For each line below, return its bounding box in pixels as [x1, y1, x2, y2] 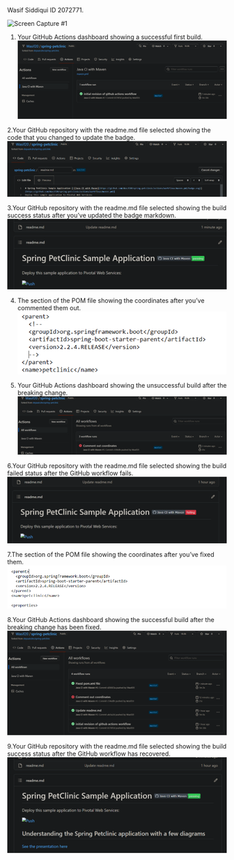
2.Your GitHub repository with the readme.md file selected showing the [7, 125, 211, 134]
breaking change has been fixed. [7, 623, 102, 632]
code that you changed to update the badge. [7, 133, 136, 141]
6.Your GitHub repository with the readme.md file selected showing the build [7, 462, 227, 470]
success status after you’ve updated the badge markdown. [7, 212, 176, 220]
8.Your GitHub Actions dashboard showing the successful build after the [7, 616, 214, 624]
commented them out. [17, 303, 81, 312]
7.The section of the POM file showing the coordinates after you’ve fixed [7, 550, 214, 559]
